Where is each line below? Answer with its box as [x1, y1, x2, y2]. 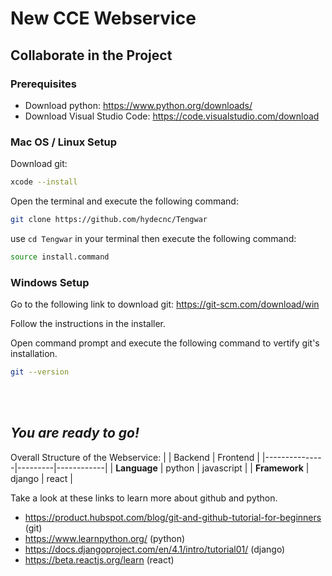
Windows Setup [10, 275, 90, 289]
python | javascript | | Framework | [165, 462, 310, 474]
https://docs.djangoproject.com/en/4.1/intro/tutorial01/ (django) [24, 543, 286, 555]
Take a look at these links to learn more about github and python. [10, 492, 278, 504]
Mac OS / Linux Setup [10, 135, 118, 149]
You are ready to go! [10, 425, 140, 442]
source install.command [10, 252, 110, 262]
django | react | [10, 472, 73, 484]
